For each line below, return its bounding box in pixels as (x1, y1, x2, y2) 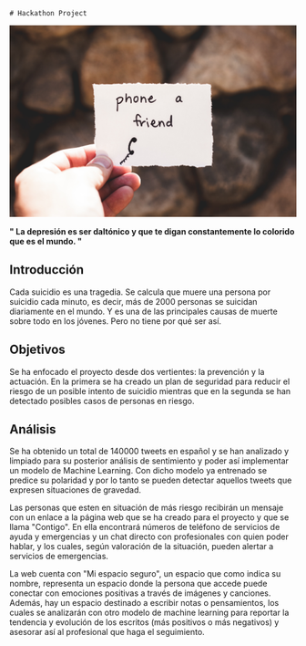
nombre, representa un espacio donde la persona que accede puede (9, 578, 268, 589)
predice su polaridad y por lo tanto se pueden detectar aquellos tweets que (9, 474, 292, 486)
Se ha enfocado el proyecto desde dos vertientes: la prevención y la (9, 366, 265, 377)
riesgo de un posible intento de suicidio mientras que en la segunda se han (9, 385, 291, 396)
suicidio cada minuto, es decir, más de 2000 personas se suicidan (9, 296, 258, 307)
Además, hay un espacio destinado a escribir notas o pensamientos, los (9, 598, 280, 609)
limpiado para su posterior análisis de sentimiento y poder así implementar (9, 455, 290, 466)
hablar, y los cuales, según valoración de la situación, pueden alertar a (9, 541, 274, 552)
